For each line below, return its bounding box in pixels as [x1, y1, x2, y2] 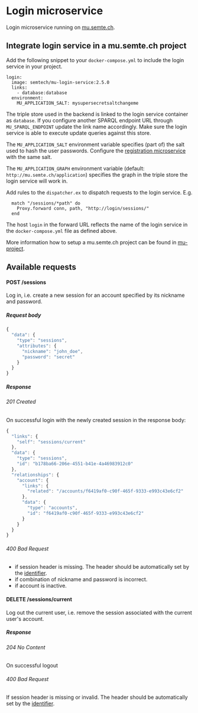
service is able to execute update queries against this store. [6, 129, 152, 137]
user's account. [6, 615, 44, 622]
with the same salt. [6, 153, 52, 160]
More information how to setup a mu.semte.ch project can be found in [6, 238, 177, 246]
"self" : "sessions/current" [17, 439, 86, 445]
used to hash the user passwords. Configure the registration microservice [6, 147, 186, 154]
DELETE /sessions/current [6, 596, 73, 603]
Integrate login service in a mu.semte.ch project [6, 41, 187, 51]
